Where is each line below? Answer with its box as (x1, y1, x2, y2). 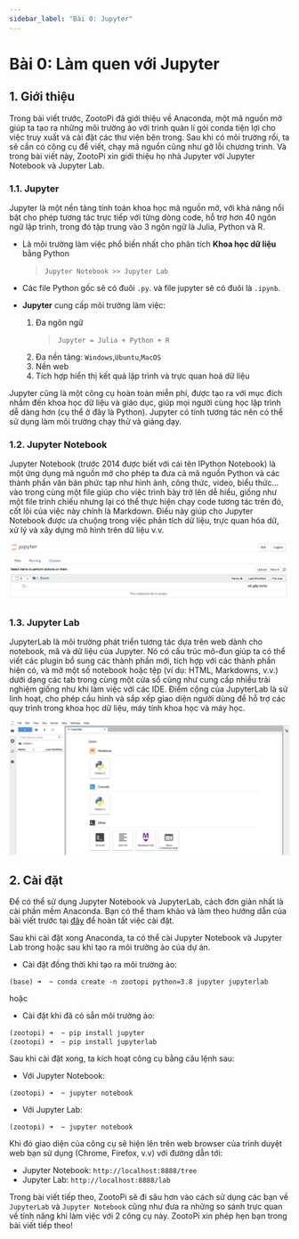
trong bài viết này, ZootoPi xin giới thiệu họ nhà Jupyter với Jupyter (9, 150, 255, 161)
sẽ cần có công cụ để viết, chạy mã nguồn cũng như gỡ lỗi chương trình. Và (9, 141, 287, 151)
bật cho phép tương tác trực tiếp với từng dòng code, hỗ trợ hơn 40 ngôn (9, 212, 277, 223)
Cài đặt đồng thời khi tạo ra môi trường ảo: (21, 960, 178, 970)
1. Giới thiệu (9, 89, 76, 104)
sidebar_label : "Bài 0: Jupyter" (9, 14, 133, 23)
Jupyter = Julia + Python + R (57, 336, 170, 344)
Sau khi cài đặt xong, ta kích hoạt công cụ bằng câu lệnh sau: (9, 1053, 235, 1064)
